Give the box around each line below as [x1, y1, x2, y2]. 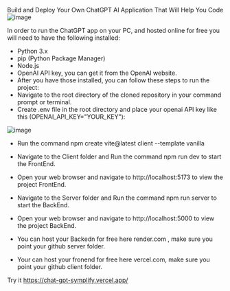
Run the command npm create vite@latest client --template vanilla [16, 139, 205, 147]
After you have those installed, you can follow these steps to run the [16, 76, 210, 84]
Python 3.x [16, 47, 48, 55]
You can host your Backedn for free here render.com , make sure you [16, 235, 213, 243]
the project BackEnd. [16, 222, 77, 229]
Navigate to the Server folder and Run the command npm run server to [16, 194, 218, 202]
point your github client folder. [16, 263, 103, 270]
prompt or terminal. [16, 98, 72, 106]
